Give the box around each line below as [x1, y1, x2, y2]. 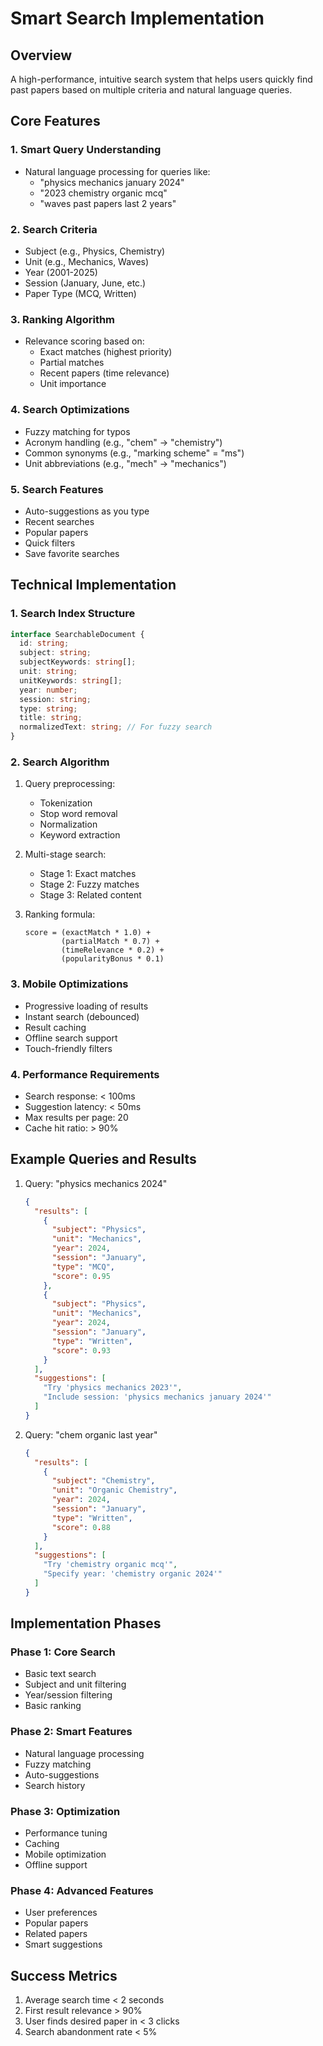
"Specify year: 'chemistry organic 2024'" [43, 1569, 223, 1579]
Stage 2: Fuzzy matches [39, 878, 140, 891]
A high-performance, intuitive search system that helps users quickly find [10, 73, 313, 85]
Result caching [24, 1021, 87, 1033]
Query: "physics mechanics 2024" [24, 1177, 168, 1189]
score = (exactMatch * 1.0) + [24, 928, 152, 938]
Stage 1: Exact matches [39, 868, 137, 880]
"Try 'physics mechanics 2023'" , [43, 1383, 183, 1393]
